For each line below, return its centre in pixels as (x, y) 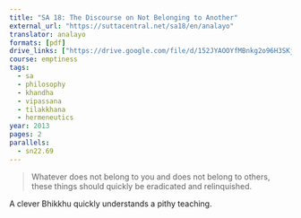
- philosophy (42, 84)
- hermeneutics (46, 118)
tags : (19, 68)
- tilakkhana (42, 109)
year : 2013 (30, 126)
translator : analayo (48, 34)
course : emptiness (43, 59)
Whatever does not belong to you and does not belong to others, (150, 177)
